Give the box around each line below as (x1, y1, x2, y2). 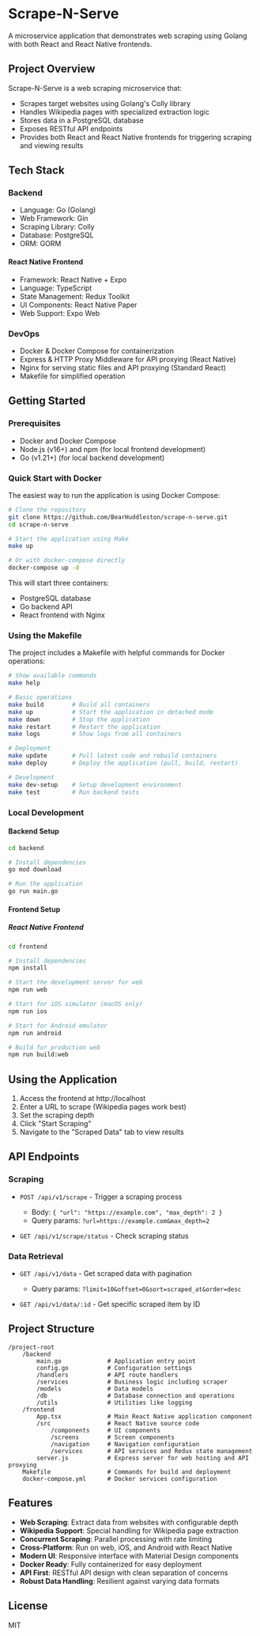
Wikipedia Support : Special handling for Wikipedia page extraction (19, 1525, 239, 1535)
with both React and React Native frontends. (8, 39, 153, 48)
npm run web (8, 986, 47, 994)
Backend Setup (8, 826, 59, 836)
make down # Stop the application (8, 716, 150, 723)
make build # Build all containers (8, 700, 150, 708)
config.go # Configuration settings (36, 1364, 193, 1372)
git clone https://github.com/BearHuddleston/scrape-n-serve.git (8, 513, 228, 521)
